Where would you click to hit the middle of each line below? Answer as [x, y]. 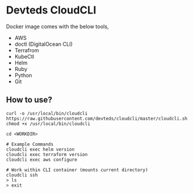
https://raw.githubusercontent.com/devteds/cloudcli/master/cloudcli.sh [97, 118]
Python [23, 75]
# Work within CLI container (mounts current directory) [77, 170]
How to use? [29, 100]
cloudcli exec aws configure [42, 160]
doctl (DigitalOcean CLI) [44, 44]
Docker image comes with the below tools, [57, 26]
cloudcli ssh [22, 175]
